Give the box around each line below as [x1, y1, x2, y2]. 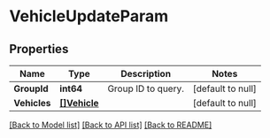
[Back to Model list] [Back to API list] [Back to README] [9, 119, 212, 130]
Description [120, 68, 171, 80]
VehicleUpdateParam [9, 6, 169, 27]
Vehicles [13, 97, 51, 109]
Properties [9, 42, 69, 57]
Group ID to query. [107, 82, 184, 95]
